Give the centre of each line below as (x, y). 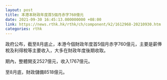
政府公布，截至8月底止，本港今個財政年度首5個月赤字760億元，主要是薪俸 (84, 44)
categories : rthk (24, 29)
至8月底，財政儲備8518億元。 (36, 72)
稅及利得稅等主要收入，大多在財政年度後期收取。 (57, 50)
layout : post (19, 10)
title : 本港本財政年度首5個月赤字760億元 (45, 15)
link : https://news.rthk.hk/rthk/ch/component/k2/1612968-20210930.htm (83, 24)
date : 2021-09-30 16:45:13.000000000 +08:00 (53, 19)
